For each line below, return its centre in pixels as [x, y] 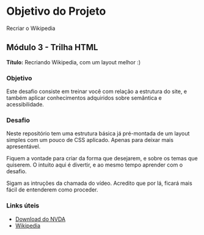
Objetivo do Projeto [56, 11]
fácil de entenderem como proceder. [52, 190]
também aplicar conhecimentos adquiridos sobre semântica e [84, 98]
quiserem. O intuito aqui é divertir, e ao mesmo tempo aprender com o [95, 165]
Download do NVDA [40, 219]
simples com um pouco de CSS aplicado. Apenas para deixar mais [90, 140]
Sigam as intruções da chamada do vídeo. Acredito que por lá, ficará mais [99, 183]
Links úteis [23, 206]
